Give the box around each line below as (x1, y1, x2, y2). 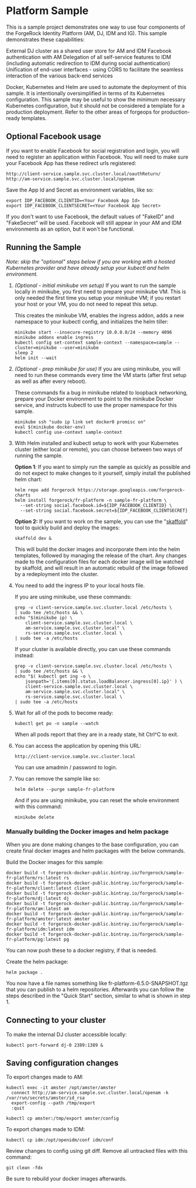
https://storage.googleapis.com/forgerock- (77, 487, 185, 493)
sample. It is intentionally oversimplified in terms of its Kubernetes (6, 90, 165, 97)
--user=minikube (59, 344, 99, 351)
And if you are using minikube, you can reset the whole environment (14, 796, 180, 803)
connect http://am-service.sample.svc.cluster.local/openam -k (11, 1090, 169, 1096)
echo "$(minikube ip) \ (14, 615, 73, 621)
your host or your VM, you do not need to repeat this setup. (14, 300, 158, 307)
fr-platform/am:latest (6, 906, 61, 912)
